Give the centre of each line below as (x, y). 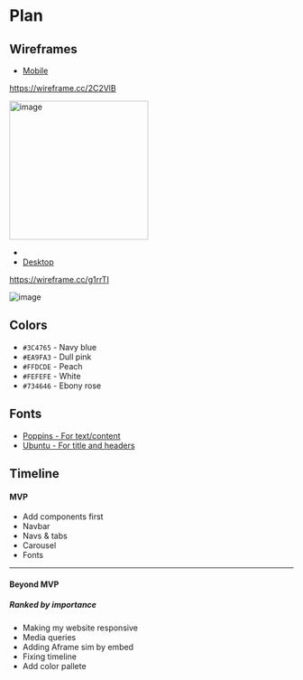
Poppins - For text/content (71, 435)
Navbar (36, 526)
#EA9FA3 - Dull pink (57, 357)
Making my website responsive (80, 628)
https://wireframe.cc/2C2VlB (63, 88)
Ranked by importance (53, 605)
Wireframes (44, 49)
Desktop (38, 262)
